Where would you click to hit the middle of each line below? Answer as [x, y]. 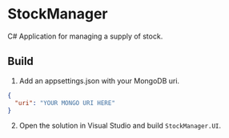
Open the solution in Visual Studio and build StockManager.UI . [120, 126]
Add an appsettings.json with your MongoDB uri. [99, 80]
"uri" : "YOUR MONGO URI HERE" [65, 103]
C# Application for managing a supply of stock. [85, 36]
